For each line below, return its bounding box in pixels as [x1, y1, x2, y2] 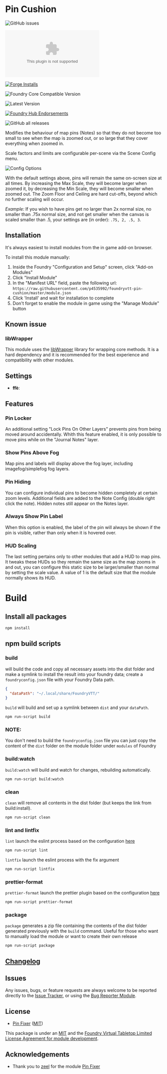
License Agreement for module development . [5, 1035, 99, 1041]
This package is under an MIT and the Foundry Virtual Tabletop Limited [5, 1030, 152, 1036]
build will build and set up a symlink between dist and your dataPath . [5, 704, 149, 710]
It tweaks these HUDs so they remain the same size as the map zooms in [5, 559, 155, 565]
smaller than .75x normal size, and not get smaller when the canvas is [5, 211, 149, 217]
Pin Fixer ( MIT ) [12, 1020, 44, 1026]
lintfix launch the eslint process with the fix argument [5, 857, 119, 863]
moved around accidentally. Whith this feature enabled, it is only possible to [5, 431, 162, 437]
